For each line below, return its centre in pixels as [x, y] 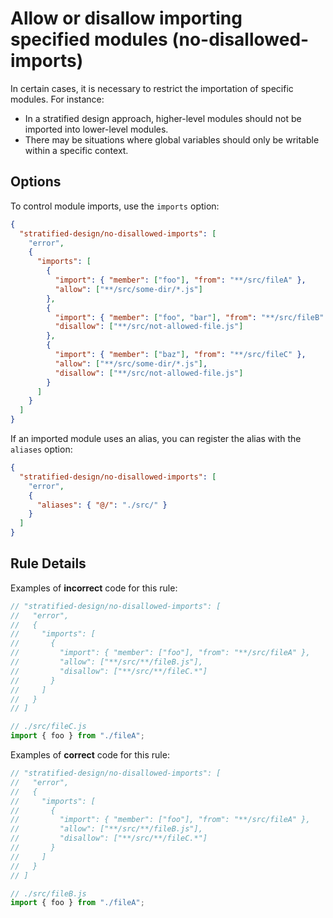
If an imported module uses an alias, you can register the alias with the [156, 438]
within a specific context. [76, 150]
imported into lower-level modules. [96, 129]
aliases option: [41, 449]
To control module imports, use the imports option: [115, 206]
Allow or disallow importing [126, 18]
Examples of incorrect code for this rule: [94, 588]
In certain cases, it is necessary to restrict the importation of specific [152, 88]
